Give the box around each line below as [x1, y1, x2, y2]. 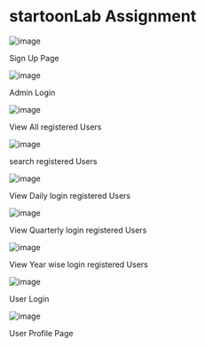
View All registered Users [9, 122, 102, 132]
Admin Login [9, 87, 56, 98]
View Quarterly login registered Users [9, 225, 147, 235]
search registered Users [9, 155, 98, 166]
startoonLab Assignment [9, 6, 197, 27]
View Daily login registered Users [9, 190, 131, 201]
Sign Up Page [9, 52, 59, 63]
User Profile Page [9, 327, 74, 338]
